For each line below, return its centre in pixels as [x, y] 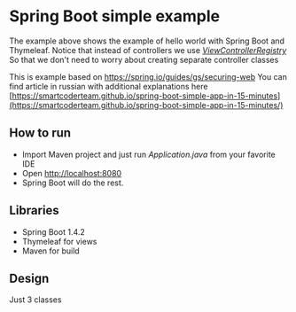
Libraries [34, 211]
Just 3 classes [35, 300]
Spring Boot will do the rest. [73, 183]
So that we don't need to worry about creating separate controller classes [144, 59]
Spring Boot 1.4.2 [54, 231]
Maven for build [51, 251]
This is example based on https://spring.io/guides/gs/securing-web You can [148, 76]
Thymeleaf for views [59, 241]
